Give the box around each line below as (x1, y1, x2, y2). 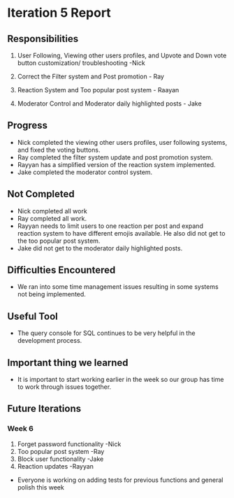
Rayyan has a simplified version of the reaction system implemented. (17, 160, 216, 169)
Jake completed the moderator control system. (17, 168, 153, 176)
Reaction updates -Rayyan (17, 462, 94, 470)
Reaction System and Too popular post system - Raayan (17, 86, 180, 94)
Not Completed (7, 188, 75, 200)
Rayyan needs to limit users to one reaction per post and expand (17, 222, 204, 230)
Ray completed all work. (17, 214, 87, 222)
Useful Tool (7, 310, 58, 322)
